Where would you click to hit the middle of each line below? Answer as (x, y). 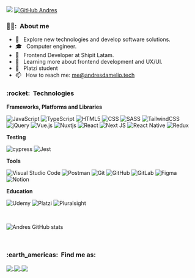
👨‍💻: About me (28, 26)
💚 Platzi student (36, 68)
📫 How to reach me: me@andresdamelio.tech (75, 75)
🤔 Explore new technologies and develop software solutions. (93, 39)
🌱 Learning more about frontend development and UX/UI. (89, 62)
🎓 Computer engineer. (46, 47)
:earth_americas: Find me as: (51, 255)
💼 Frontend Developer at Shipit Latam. (64, 55)
